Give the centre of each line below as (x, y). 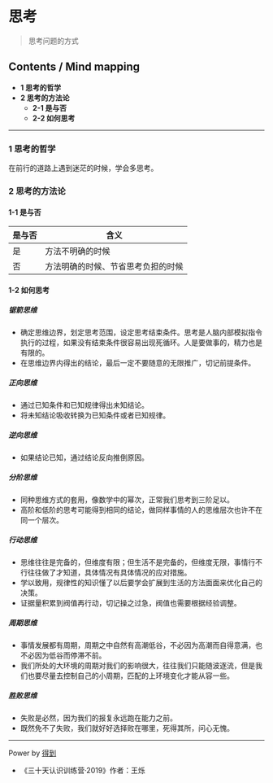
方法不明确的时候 (78, 252)
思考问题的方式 (53, 41)
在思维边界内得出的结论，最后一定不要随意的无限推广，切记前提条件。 (138, 362)
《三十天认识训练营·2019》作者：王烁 (83, 770)
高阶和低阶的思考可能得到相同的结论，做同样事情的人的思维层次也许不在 (141, 510)
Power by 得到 (32, 753)
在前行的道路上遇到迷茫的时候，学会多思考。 (83, 168)
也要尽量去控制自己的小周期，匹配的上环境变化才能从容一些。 (130, 676)
